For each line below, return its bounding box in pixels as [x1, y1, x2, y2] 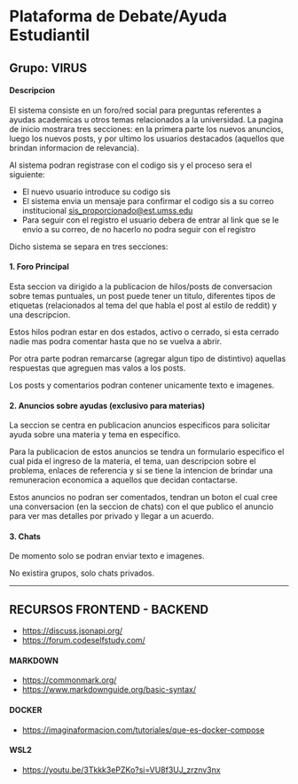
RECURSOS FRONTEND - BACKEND [9, 601, 209, 617]
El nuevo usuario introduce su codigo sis [21, 186, 171, 197]
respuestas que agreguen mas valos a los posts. [9, 362, 186, 373]
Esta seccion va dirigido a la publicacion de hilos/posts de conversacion [9, 281, 273, 292]
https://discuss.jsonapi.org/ [21, 625, 123, 636]
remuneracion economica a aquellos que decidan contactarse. [9, 474, 238, 485]
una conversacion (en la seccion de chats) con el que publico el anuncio [9, 501, 274, 512]
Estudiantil [9, 25, 90, 45]
